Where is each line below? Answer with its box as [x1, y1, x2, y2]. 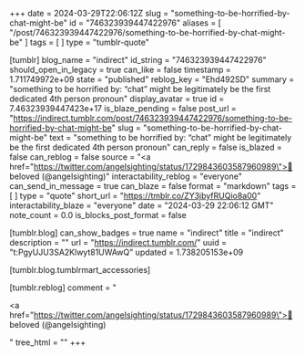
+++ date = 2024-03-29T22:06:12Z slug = [9, 8, 169, 18]
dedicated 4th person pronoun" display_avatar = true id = [9, 93, 225, 104]
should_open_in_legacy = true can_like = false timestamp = [9, 64, 232, 75]
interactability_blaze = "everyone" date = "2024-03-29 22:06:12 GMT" [9, 200, 274, 211]
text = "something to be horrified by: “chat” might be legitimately [49, 132, 292, 142]
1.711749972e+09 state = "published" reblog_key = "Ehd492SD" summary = [9, 74, 295, 85]
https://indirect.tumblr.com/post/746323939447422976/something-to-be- [13, 113, 293, 123]
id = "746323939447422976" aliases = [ [69, 17, 221, 28]
